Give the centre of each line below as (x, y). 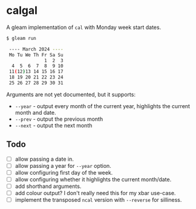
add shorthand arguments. (48, 186)
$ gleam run (21, 38)
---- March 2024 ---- (36, 49)
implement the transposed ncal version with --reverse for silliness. (98, 200)
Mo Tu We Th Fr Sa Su (36, 55)
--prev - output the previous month (59, 119)
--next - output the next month (54, 125)
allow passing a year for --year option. (63, 166)
